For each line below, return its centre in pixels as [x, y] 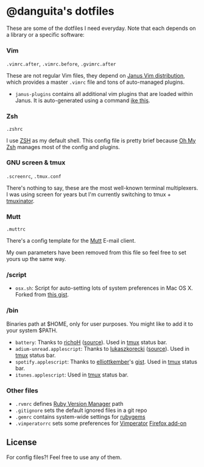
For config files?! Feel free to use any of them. [64, 457]
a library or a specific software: [45, 34]
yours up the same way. [36, 259]
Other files [22, 391]
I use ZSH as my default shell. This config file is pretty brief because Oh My [101, 140]
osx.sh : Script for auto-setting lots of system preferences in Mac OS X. [104, 288]
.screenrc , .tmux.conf [34, 176]
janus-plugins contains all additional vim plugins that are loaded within [104, 94]
